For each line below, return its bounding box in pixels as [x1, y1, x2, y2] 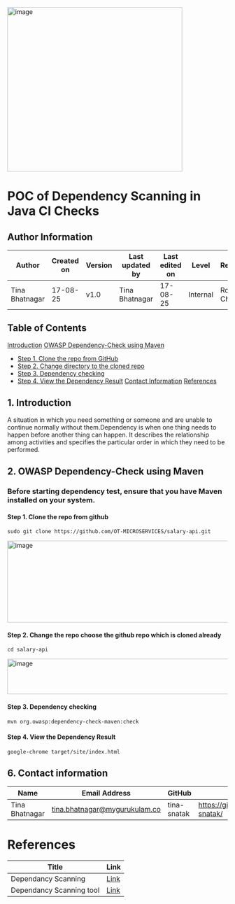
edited [159, 260, 182, 270]
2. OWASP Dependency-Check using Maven [7, 465, 204, 478]
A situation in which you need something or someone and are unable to [7, 416, 213, 424]
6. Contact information [7, 768, 108, 779]
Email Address [81, 788, 131, 798]
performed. [7, 445, 40, 453]
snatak [167, 808, 190, 818]
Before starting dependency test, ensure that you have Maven [7, 486, 222, 496]
